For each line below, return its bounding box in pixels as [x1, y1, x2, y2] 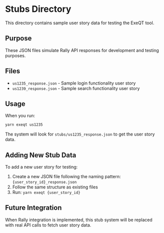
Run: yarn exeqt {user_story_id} [12, 189, 81, 195]
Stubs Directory [5, 3, 72, 15]
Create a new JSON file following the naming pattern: [12, 174, 121, 180]
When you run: [5, 113, 36, 119]
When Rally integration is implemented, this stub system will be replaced [5, 217, 153, 223]
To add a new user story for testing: [5, 164, 78, 170]
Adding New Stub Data [5, 151, 77, 159]
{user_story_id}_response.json [12, 180, 77, 185]
